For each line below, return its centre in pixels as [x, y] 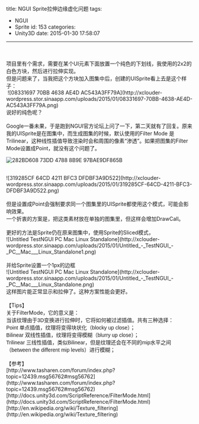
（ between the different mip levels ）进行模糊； [61, 350]
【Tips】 [17, 305]
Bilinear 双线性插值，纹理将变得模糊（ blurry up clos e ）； [73, 335]
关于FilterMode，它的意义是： [43, 313]
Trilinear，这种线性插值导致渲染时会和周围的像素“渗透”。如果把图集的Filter [97, 141]
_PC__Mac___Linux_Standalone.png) [50, 284]
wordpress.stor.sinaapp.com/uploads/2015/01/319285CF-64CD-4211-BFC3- [99, 184]
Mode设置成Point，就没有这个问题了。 [53, 148]
